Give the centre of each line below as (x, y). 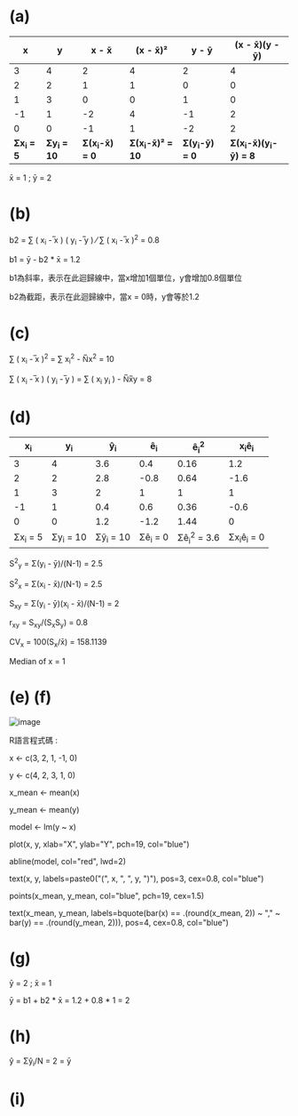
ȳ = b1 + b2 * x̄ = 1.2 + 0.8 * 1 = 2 (70, 1000)
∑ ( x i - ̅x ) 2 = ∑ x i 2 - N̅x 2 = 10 (62, 359)
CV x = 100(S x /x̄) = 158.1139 (59, 643)
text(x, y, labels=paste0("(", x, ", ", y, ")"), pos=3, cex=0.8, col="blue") (137, 879)
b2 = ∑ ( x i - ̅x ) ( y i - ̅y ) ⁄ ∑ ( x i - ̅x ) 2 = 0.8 (84, 240)
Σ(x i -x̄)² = (151, 144)
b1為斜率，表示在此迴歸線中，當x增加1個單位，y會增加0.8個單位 (125, 277)
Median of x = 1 (37, 661)
